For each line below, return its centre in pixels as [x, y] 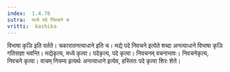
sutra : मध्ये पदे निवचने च [39, 20]
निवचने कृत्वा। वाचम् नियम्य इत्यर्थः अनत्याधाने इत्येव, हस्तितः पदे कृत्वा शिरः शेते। [94, 61]
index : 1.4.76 [29, 13]
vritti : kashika [32, 26]
